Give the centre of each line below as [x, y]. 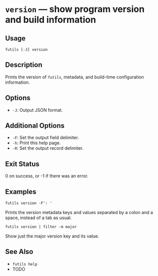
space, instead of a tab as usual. [39, 218]
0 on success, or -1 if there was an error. [47, 176]
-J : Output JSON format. [38, 110]
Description [24, 65]
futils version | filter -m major [41, 227]
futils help [25, 264]
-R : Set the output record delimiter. [48, 148]
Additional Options [35, 126]
